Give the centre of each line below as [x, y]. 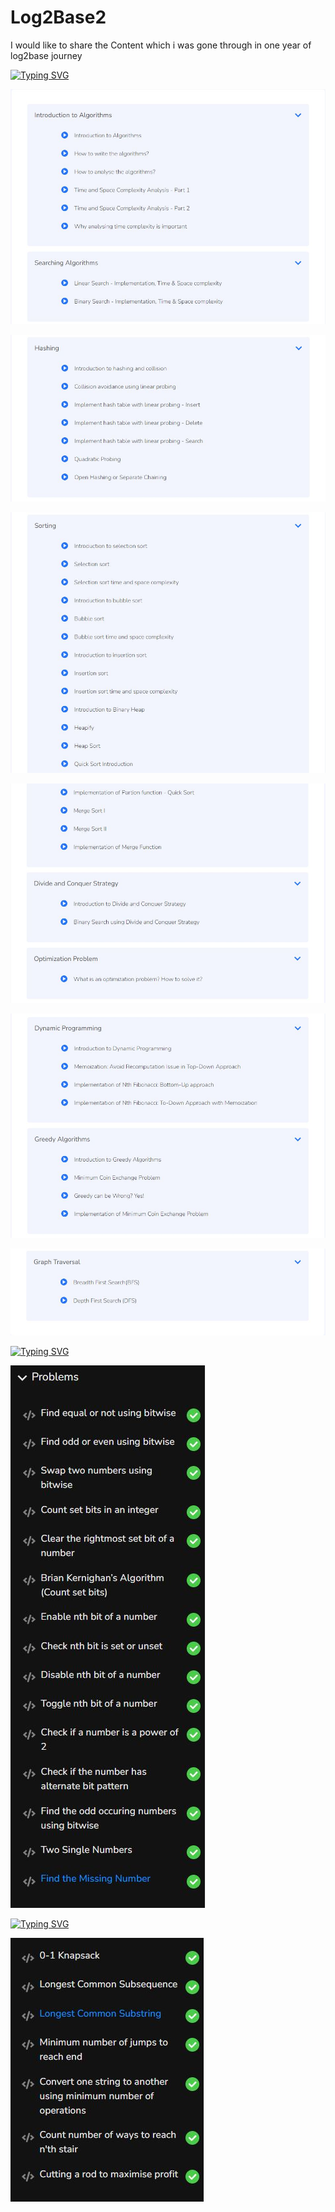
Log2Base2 [58, 17]
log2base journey [46, 55]
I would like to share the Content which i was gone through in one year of [161, 45]
